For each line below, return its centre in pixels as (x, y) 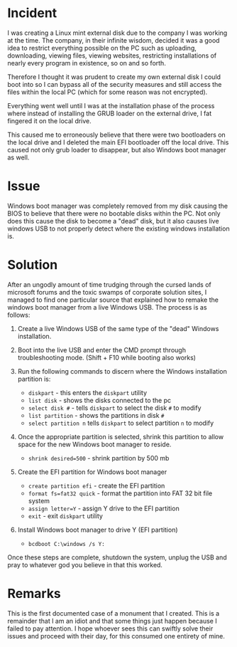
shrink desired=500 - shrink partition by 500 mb (99, 458)
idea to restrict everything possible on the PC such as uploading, (102, 48)
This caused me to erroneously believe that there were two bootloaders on (116, 135)
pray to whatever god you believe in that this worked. (85, 564)
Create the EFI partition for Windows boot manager (92, 472)
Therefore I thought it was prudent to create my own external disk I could (114, 77)
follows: (19, 315)
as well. (18, 157)
